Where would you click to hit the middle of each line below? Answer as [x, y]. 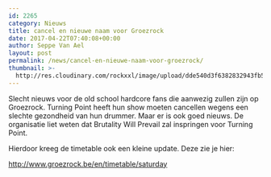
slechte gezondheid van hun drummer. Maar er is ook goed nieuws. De [126, 115]
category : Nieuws [38, 23]
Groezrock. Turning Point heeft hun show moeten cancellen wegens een [128, 107]
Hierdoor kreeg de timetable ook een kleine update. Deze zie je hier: [122, 148]
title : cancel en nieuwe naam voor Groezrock [86, 31]
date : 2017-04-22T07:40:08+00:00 [65, 38]
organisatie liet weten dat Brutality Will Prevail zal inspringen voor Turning [131, 124]
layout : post [30, 53]
